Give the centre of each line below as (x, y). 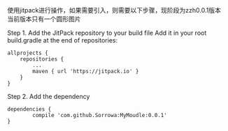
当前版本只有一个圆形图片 (44, 19)
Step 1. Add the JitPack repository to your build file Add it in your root (107, 33)
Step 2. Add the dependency (49, 97)
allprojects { (28, 53)
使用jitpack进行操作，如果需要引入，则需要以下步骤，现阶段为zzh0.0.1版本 (114, 10)
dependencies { (29, 109)
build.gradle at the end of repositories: (62, 40)
